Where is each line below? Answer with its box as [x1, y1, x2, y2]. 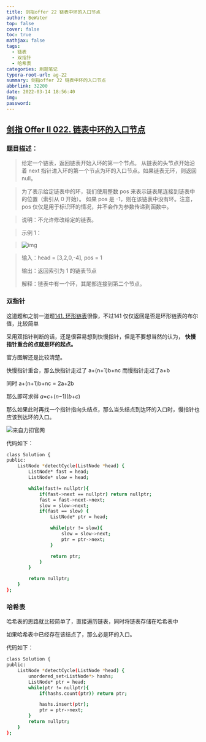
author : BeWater [6, 15, 48, 21]
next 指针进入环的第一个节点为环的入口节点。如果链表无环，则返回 [28, 167, 197, 175]
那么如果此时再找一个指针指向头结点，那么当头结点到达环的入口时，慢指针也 [6, 405, 200, 413]
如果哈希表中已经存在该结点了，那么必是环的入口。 [6, 631, 135, 638]
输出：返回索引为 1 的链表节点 [21, 267, 97, 275]
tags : [6, 44, 20, 50]
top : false [6, 20, 34, 26]
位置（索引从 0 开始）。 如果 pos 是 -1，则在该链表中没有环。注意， [26, 196, 196, 203]
